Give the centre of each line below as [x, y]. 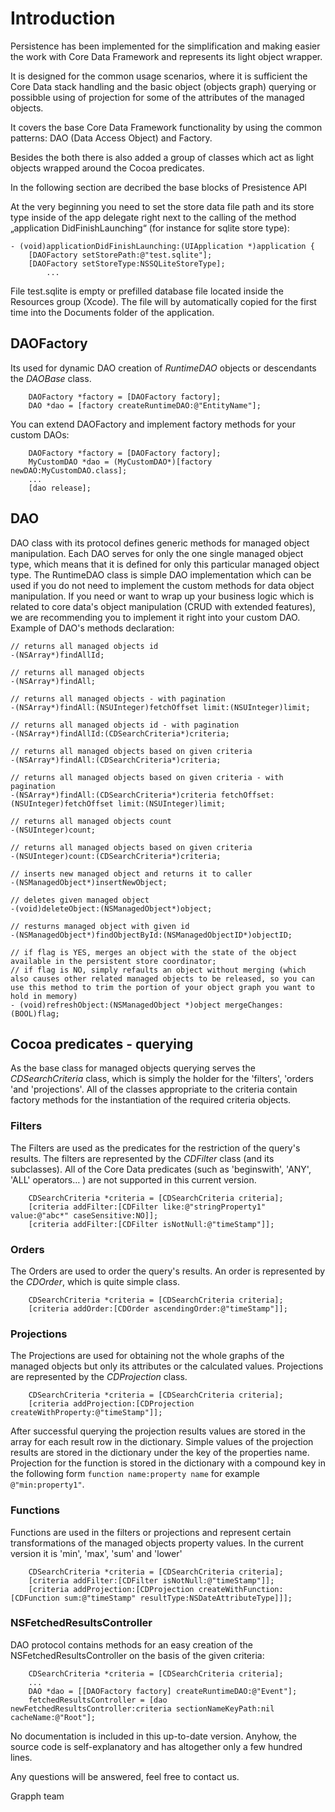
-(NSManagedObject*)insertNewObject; [89, 882]
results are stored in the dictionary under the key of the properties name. [160, 1453]
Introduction [63, 18]
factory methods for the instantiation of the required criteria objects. [151, 1100]
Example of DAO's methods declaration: [92, 628]
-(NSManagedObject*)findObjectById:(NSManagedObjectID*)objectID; [151, 935]
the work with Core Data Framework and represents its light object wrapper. [166, 56]
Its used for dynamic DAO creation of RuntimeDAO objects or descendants [163, 368]
